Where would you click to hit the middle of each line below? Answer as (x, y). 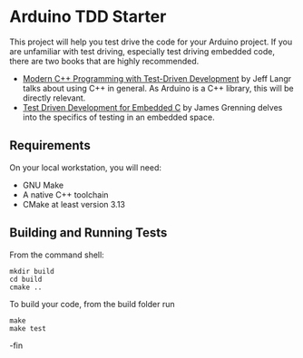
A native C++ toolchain (65, 194)
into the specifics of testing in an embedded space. (118, 117)
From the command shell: (57, 255)
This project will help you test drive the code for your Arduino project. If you (151, 42)
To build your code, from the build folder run (92, 304)
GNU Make (43, 185)
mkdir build (32, 271)
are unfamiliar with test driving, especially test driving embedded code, (142, 51)
